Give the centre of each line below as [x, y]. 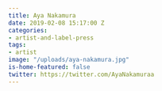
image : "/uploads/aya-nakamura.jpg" [69, 60]
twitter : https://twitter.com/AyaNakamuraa [81, 74]
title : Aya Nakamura [42, 15]
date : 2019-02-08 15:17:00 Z [56, 23]
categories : [28, 30]
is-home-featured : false [49, 67]
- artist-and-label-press [51, 38]
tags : [17, 45]
